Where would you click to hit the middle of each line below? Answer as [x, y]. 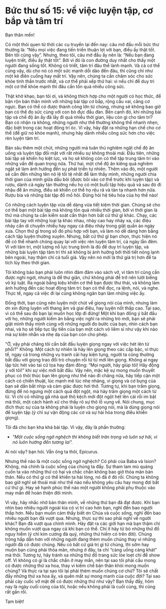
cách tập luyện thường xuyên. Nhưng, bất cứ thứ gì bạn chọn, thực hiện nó [81, 236]
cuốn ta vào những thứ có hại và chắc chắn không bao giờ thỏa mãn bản [79, 472]
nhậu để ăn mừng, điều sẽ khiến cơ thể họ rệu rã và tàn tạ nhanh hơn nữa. [81, 190]
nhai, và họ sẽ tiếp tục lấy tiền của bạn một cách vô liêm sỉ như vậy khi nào [82, 329]
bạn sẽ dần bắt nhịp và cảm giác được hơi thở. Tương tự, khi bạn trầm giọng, [83, 386]
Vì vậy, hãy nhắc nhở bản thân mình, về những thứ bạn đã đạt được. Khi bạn [83, 502]
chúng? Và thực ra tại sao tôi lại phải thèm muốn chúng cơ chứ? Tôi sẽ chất [82, 571]
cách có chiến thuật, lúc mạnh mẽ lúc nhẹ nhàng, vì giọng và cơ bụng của [81, 381]
